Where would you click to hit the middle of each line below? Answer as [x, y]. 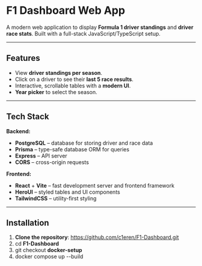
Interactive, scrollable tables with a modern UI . [73, 86]
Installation [28, 223]
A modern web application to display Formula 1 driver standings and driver [100, 27]
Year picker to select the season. [56, 92]
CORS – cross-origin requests [52, 162]
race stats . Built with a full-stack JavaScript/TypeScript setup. [84, 33]
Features [23, 58]
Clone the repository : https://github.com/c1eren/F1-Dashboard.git [97, 237]
